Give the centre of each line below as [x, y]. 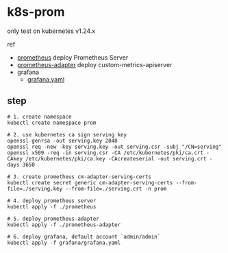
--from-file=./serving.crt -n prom [116, 189]
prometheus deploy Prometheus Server [73, 57]
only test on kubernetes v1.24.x [51, 31]
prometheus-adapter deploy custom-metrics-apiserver [94, 64]
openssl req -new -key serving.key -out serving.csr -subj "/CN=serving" [115, 147]
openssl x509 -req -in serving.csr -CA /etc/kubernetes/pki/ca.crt [105, 153]
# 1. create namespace [39, 117]
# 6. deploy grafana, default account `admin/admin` [84, 237]
